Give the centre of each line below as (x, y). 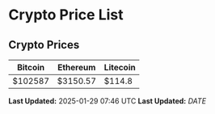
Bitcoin (31, 68)
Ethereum (77, 68)
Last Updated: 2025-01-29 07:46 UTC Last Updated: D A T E (107, 101)
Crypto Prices (44, 45)
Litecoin (120, 68)
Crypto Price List (66, 15)
